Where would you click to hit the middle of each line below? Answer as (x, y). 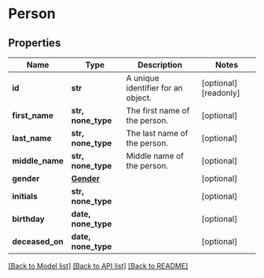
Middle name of (155, 156)
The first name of (158, 111)
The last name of (157, 133)
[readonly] (221, 93)
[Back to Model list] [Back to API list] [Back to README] (98, 266)
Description (160, 65)
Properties (35, 43)
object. (139, 98)
